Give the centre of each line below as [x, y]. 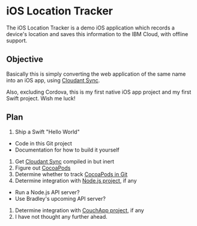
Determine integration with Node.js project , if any [76, 180]
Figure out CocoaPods [43, 168]
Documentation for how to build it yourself [67, 150]
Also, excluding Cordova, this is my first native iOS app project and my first [99, 92]
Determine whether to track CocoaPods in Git [71, 174]
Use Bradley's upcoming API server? [60, 198]
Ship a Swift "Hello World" [47, 132]
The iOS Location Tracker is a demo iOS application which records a [91, 28]
